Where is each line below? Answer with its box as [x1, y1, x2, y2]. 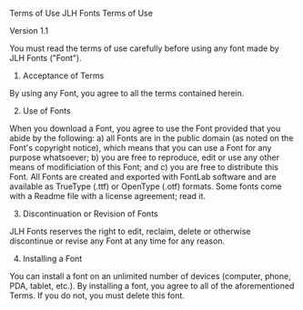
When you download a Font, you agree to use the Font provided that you [9, 123, 281, 134]
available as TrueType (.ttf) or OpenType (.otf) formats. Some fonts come [9, 181, 282, 192]
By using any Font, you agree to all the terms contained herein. [9, 88, 245, 98]
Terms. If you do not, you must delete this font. [9, 290, 185, 301]
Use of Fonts [22, 105, 71, 116]
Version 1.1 [9, 25, 48, 35]
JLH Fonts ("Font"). [9, 53, 82, 63]
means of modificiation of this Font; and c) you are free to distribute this [9, 162, 279, 172]
